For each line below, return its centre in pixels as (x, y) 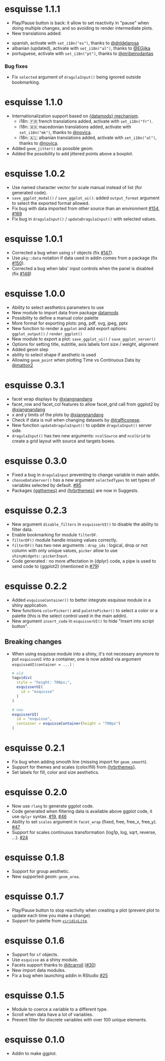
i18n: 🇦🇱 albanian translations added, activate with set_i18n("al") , (88, 138)
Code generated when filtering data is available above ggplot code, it (82, 811)
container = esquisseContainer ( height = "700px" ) (68, 723)
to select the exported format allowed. (51, 203)
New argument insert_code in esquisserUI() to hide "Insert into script (83, 621)
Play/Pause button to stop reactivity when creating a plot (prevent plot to (86, 910)
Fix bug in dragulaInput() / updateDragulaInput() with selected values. (84, 219)
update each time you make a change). (52, 915)
